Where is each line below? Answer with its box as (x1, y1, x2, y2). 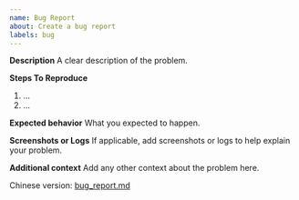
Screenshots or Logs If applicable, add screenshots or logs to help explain (9, 135, 291, 146)
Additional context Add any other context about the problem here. (9, 163, 260, 174)
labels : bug (9, 30, 55, 39)
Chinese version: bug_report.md (9, 180, 130, 191)
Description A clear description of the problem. (9, 55, 189, 66)
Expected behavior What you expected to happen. (9, 117, 201, 128)
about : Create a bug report (9, 22, 117, 31)
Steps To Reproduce (9, 73, 88, 84)
